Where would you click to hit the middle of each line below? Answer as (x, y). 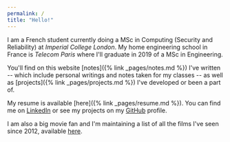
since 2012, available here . (45, 131)
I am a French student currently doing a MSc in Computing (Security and (110, 39)
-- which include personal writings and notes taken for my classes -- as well (115, 75)
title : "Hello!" (30, 20)
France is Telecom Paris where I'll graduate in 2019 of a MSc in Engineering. (115, 54)
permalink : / (26, 13)
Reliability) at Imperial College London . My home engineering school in (107, 47)
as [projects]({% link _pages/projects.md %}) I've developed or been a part (114, 82)
